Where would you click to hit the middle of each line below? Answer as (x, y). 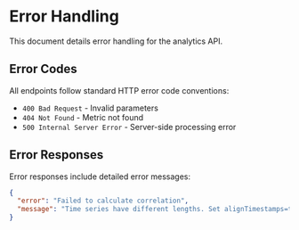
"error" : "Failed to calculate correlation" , (103, 201)
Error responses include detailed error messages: (100, 177)
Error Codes (43, 69)
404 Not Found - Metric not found (83, 117)
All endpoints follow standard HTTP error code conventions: (119, 90)
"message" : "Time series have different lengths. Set (119, 209)
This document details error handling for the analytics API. (116, 41)
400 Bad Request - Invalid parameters (90, 108)
